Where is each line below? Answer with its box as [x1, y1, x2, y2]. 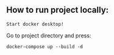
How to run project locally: [6, 5, 109, 15]
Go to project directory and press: [6, 32, 91, 39]
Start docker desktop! [6, 21, 64, 27]
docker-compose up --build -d [6, 43, 84, 50]
